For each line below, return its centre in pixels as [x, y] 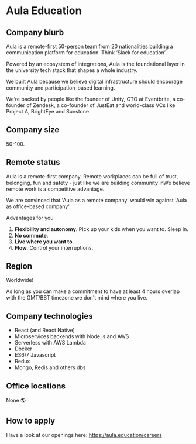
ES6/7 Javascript [35, 355]
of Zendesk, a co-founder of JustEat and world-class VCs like [101, 105]
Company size [33, 130]
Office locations [36, 386]
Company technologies [49, 316]
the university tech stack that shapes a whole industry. [72, 70]
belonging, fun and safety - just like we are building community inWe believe [98, 183]
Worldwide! [20, 280]
